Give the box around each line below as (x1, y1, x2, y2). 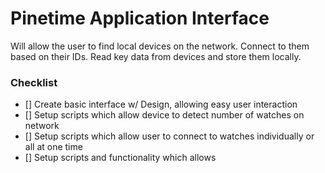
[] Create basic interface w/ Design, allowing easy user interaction (24, 98, 298, 111)
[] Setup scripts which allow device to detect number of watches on (24, 109, 305, 121)
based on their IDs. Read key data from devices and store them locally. (10, 50, 302, 62)
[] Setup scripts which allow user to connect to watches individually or (24, 130, 315, 142)
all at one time (24, 141, 83, 153)
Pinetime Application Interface (10, 7, 270, 30)
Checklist (10, 75, 58, 89)
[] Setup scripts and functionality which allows (24, 152, 217, 164)
